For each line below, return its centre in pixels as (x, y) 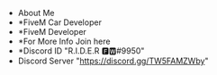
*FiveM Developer (52, 32)
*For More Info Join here (64, 41)
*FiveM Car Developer (59, 22)
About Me (36, 13)
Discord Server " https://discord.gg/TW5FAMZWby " (113, 61)
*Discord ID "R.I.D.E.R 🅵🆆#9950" (81, 51)
